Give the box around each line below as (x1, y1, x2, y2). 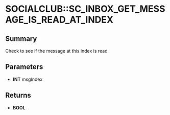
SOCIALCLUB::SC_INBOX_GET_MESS (5, 3, 165, 15)
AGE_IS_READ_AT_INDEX (5, 14, 114, 26)
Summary (5, 34, 37, 43)
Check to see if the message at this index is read (5, 48, 108, 54)
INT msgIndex (12, 76, 43, 82)
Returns (5, 91, 32, 100)
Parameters (5, 62, 43, 72)
